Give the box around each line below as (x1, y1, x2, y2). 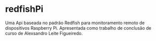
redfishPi (5, 3, 44, 15)
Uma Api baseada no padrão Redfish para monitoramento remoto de (5, 20, 145, 26)
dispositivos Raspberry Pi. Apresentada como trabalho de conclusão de (5, 25, 152, 31)
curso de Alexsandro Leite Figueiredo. (5, 30, 83, 36)
